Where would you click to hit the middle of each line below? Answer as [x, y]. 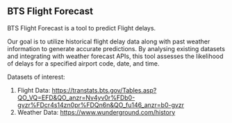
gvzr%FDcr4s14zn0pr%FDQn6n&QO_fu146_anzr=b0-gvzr [101, 105]
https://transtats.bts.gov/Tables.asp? [104, 90]
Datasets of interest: [36, 77]
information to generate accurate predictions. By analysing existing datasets [116, 48]
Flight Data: [34, 90]
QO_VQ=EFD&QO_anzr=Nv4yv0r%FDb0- [76, 97]
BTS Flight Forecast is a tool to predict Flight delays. [82, 28]
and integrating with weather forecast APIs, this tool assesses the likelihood [115, 56]
